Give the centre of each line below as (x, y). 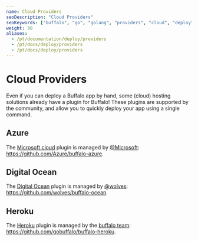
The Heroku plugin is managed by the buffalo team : (69, 226)
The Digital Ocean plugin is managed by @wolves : (67, 186)
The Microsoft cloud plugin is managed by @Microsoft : (73, 147)
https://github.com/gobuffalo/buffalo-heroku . (61, 232)
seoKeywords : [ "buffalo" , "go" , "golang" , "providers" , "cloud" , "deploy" (100, 22)
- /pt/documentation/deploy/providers (59, 39)
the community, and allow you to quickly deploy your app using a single (93, 108)
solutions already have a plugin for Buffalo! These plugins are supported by (97, 102)
